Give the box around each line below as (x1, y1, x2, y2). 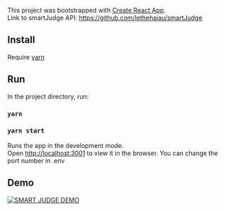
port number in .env (7, 156, 65, 165)
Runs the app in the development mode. (7, 141, 124, 149)
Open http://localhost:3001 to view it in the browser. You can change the (7, 149, 218, 157)
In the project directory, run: (7, 92, 89, 101)
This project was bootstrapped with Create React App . (7, 6, 166, 14)
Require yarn (7, 52, 45, 61)
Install (7, 34, 35, 46)
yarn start (7, 127, 45, 135)
